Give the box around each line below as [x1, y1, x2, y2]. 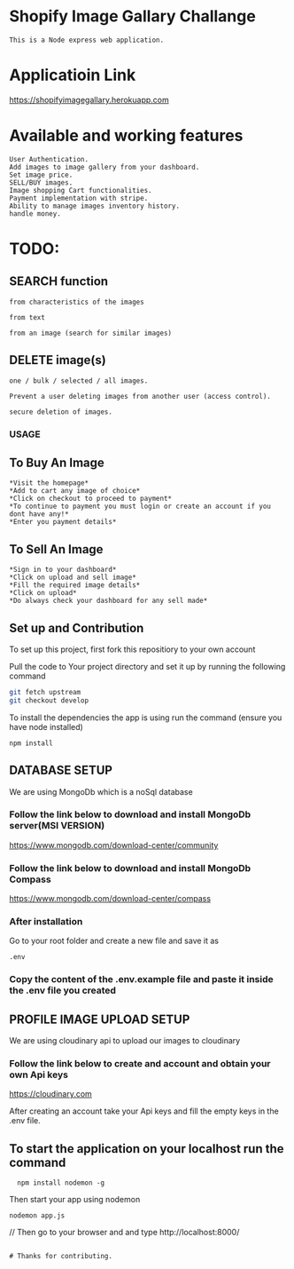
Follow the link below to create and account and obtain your [9, 1058, 272, 1070]
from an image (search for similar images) [9, 329, 173, 337]
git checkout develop [9, 695, 89, 705]
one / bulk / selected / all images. [9, 376, 149, 385]
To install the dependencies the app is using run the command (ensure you [9, 712, 282, 723]
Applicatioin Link [9, 65, 136, 85]
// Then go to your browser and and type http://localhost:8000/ [9, 1227, 240, 1238]
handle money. [9, 209, 62, 218]
